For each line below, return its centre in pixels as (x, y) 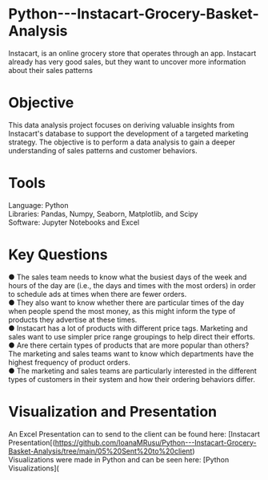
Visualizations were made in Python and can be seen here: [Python (119, 459)
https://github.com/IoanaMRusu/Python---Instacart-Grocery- (156, 442)
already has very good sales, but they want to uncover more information (127, 62)
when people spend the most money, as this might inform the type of (122, 311)
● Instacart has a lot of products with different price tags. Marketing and (128, 328)
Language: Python (39, 205)
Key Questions (58, 254)
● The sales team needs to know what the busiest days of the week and (128, 277)
